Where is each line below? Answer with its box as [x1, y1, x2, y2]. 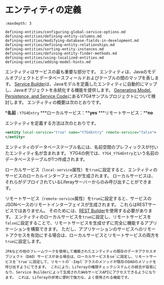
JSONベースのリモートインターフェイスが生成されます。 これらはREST [5, 201, 148, 207]
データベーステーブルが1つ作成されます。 [5, 156, 88, 162]
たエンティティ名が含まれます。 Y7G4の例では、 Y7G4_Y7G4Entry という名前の [5, 150, 159, 156]
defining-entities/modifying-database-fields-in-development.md [5, 38, 139, 43]
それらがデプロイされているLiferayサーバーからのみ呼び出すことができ [5, 179, 148, 185]
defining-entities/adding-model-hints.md [5, 59, 91, 64]
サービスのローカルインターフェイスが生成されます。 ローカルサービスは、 [5, 172, 156, 179]
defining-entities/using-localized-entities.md [5, 55, 104, 60]
